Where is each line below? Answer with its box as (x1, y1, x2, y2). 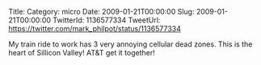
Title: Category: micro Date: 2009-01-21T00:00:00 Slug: (8, 7, 195, 16)
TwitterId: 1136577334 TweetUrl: (52, 15, 161, 25)
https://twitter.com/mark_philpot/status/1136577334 (8, 24, 182, 33)
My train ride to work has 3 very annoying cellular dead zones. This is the (8, 39, 253, 49)
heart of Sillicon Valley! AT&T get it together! (8, 48, 155, 57)
